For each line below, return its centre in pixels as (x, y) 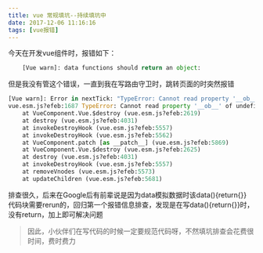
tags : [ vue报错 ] (33, 30)
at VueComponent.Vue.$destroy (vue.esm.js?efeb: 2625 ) (112, 150)
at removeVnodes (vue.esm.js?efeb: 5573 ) (89, 172)
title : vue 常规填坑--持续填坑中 (58, 15)
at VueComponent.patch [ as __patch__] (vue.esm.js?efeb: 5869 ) (126, 143)
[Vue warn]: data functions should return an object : (112, 68)
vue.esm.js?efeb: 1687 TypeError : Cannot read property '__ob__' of (121, 107)
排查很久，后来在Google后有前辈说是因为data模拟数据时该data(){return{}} (128, 195)
